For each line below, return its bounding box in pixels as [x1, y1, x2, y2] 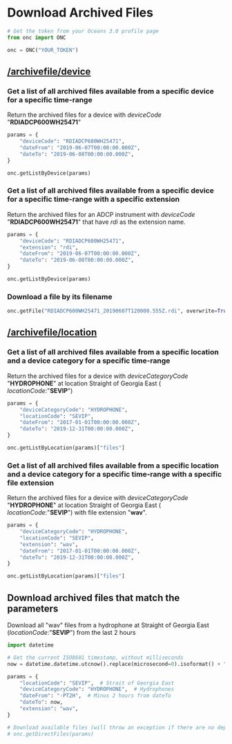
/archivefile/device [7, 66, 91, 77]
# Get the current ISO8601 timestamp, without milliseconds [7, 654, 184, 661]
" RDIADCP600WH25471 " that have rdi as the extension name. [7, 218, 186, 226]
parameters [7, 602, 59, 614]
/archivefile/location [7, 327, 97, 338]
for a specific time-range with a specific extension [7, 195, 180, 204]
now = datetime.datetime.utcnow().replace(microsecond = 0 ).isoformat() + [7, 660, 221, 667]
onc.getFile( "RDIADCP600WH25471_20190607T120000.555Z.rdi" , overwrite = [7, 307, 217, 315]
